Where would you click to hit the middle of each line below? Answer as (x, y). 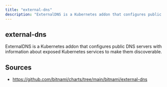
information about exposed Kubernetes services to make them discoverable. (83, 52)
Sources (18, 67)
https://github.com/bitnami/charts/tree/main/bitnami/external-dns (80, 80)
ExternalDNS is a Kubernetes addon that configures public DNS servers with (83, 46)
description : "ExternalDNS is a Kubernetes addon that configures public (83, 14)
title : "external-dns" (29, 10)
